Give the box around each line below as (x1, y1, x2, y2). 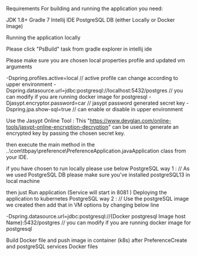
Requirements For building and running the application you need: (6, 5, 163, 12)
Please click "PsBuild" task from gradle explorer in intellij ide (6, 45, 152, 52)
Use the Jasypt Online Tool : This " (6, 117, 90, 124)
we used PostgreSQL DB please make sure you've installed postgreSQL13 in (6, 171, 190, 178)
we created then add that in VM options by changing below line (6, 201, 159, 208)
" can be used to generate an (108, 124, 179, 130)
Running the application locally (6, 34, 81, 41)
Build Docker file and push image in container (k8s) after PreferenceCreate (6, 237, 188, 244)
